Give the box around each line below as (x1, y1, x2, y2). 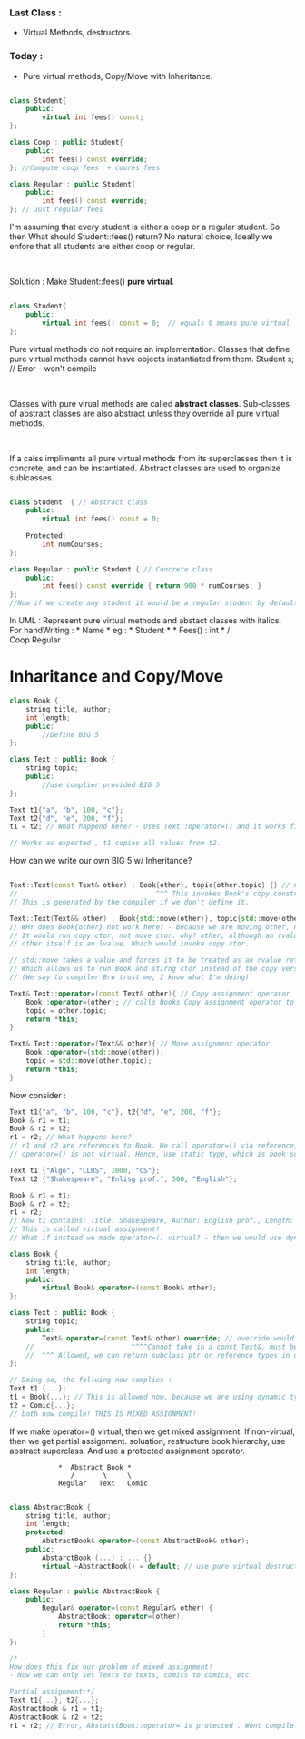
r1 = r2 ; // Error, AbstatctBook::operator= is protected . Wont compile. (9, 1721, 299, 1730)
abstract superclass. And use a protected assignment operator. (9, 1445, 245, 1456)
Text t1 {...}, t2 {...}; (9, 1695, 100, 1705)
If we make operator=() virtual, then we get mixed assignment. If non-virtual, (9, 1426, 296, 1437)
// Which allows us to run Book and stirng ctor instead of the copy (9, 965, 279, 974)
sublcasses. (9, 471, 54, 483)
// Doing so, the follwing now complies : (9, 1376, 172, 1385)
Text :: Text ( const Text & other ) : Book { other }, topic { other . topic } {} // (9, 881, 290, 890)
